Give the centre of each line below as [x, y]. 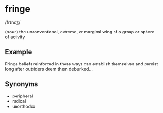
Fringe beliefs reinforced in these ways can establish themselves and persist [81, 64]
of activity [15, 37]
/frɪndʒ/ [13, 22]
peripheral [22, 96]
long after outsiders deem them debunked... [49, 69]
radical [19, 101]
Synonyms [22, 84]
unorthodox [24, 106]
